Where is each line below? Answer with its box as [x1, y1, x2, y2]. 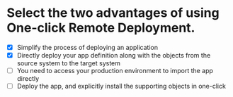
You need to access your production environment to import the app [16, 67, 214, 75]
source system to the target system [16, 59, 121, 67]
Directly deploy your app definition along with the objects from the [16, 51, 211, 59]
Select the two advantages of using [6, 5, 220, 21]
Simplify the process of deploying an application [16, 43, 159, 51]
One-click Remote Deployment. [6, 20, 195, 36]
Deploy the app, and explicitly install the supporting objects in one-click [16, 82, 226, 91]
